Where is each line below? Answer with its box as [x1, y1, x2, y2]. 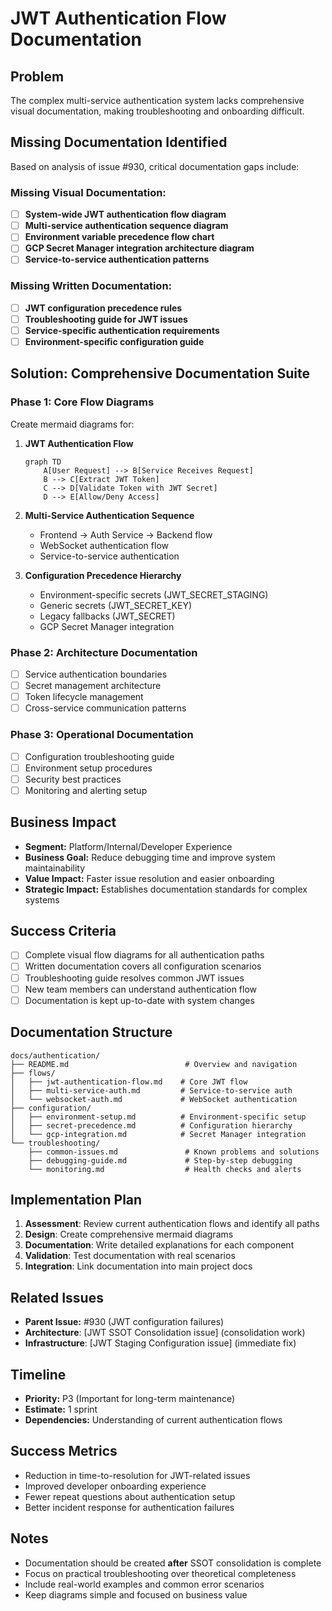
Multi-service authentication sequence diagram [24, 220, 229, 232]
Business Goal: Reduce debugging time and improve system [24, 851, 276, 863]
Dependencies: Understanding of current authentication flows [24, 1413, 283, 1426]
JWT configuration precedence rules [24, 302, 183, 314]
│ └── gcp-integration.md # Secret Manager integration [10, 1129, 307, 1139]
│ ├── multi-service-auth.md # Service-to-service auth [10, 1085, 293, 1096]
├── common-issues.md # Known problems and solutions [28, 1147, 320, 1157]
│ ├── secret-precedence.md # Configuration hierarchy [10, 1120, 293, 1131]
